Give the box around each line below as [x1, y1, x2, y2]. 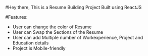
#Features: [5, 14, 28, 20]
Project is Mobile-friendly [12, 45, 66, 51]
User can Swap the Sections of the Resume [12, 29, 104, 35]
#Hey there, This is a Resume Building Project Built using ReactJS [5, 5, 142, 10]
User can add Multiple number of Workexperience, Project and [12, 35, 143, 40]
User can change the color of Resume [12, 24, 92, 30]
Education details [12, 40, 49, 46]
